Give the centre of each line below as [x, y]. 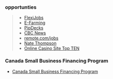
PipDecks [34, 28]
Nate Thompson [40, 43]
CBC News [35, 33]
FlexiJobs [34, 18]
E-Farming [35, 23]
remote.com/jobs [41, 38]
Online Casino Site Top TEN [52, 48]
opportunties [21, 7]
